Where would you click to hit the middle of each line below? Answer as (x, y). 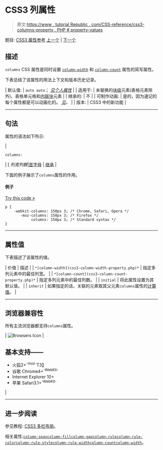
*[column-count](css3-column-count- (91, 274)
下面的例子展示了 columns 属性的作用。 (42, 175)
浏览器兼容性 (24, 313)
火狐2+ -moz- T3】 (29, 364)
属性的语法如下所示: (25, 136)
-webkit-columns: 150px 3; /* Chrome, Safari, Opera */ (72, 211)
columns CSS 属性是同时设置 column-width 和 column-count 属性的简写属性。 (81, 69)
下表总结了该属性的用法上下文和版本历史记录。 (52, 80)
